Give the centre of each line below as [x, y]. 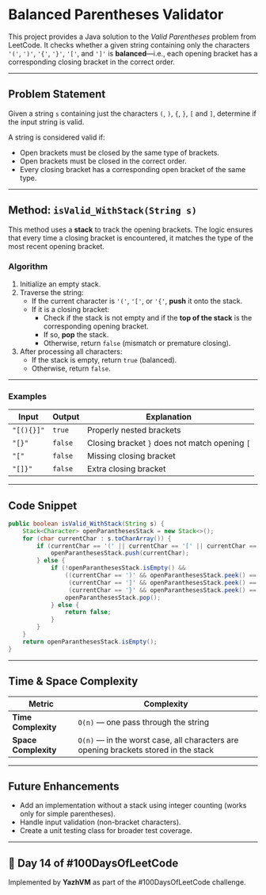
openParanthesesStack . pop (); [112, 597]
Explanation [169, 417]
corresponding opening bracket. [96, 326]
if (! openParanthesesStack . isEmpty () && [118, 568]
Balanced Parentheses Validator [116, 15]
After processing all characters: [71, 351]
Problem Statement [57, 94]
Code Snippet [43, 505]
